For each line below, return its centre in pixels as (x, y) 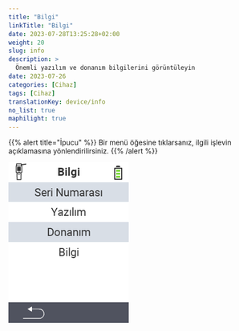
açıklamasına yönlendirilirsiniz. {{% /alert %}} (83, 151)
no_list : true (32, 110)
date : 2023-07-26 (37, 76)
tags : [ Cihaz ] (32, 93)
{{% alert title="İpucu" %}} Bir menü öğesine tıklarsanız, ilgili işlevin (120, 143)
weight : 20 (26, 43)
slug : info (26, 51)
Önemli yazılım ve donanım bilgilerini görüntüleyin (105, 68)
